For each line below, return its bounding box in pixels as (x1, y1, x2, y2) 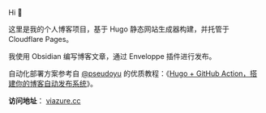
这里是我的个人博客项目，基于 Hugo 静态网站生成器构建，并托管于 (8, 24, 230, 34)
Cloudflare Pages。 (8, 35, 74, 44)
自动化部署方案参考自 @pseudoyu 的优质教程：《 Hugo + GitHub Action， (8, 69, 251, 78)
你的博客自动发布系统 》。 (15, 79, 97, 88)
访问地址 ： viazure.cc (8, 96, 81, 105)
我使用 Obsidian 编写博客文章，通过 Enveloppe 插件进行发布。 (8, 52, 217, 61)
